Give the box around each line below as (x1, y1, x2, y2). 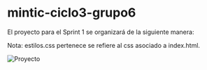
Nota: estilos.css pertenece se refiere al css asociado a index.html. (7, 41, 201, 49)
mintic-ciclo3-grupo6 (7, 5, 136, 21)
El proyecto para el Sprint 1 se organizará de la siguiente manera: (7, 28, 194, 36)
